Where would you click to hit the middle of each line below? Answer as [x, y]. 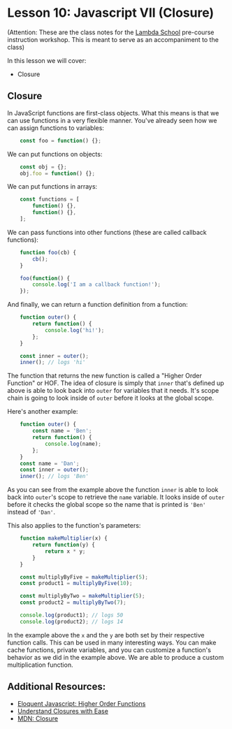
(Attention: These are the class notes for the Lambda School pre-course [111, 32]
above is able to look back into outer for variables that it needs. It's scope [113, 391]
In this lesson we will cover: [47, 60]
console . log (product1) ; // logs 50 [72, 615]
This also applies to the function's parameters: [74, 526]
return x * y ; [65, 551]
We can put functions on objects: [55, 154]
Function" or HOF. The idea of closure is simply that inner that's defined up [116, 383]
